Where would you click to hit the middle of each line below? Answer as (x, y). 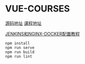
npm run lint (19, 56)
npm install (17, 43)
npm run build (20, 52)
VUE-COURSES (37, 9)
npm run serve (20, 47)
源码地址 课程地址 (23, 23)
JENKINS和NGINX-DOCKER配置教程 (42, 33)
